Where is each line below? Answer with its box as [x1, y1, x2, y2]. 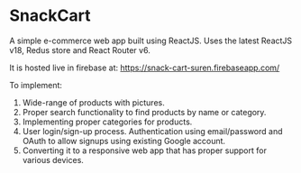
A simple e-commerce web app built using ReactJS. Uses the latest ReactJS [9, 35, 293, 46]
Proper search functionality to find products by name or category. [22, 106, 267, 117]
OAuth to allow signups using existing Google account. [22, 135, 226, 146]
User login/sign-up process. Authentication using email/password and [22, 125, 283, 136]
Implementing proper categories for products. [22, 116, 193, 127]
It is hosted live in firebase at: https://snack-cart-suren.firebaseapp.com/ [9, 62, 280, 73]
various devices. [22, 154, 84, 165]
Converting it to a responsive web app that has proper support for [22, 145, 268, 156]
